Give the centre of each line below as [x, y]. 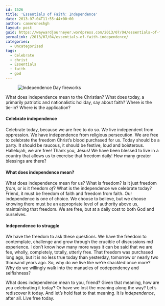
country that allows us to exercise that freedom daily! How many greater [78, 156]
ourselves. [16, 215]
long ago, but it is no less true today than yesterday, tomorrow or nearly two [82, 257]
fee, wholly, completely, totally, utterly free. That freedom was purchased [79, 252]
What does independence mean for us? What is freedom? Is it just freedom [81, 183]
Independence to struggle [33, 225]
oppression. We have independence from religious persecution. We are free [82, 135]
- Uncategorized [26, 46]
